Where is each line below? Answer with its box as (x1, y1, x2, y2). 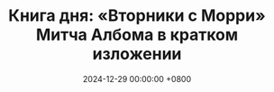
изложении (92, 44, 182, 64)
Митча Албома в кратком (35, 24, 239, 45)
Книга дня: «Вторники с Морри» (7, 5, 267, 26)
